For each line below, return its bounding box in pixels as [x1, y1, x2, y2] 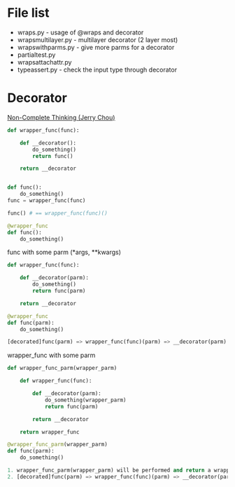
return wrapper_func [20, 428, 80, 436]
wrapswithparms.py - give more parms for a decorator [17, 43, 175, 51]
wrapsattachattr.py [17, 58, 72, 66]
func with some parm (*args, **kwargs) [7, 248, 121, 257]
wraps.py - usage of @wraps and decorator [17, 28, 144, 36]
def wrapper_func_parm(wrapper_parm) [7, 365, 117, 372]
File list [7, 5, 50, 21]
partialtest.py [17, 51, 56, 59]
